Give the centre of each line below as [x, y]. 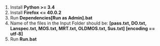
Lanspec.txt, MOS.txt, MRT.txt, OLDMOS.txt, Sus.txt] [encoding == [83, 28]
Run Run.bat [23, 39]
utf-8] [16, 34]
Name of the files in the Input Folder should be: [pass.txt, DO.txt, [78, 23]
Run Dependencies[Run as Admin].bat [51, 18]
